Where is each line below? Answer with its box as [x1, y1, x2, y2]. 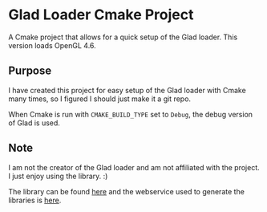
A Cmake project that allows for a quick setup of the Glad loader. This [8, 32, 238, 42]
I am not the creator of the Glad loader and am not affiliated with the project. [8, 162, 261, 172]
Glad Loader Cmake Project [8, 6, 194, 24]
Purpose [8, 64, 52, 78]
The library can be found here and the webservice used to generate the [8, 186, 245, 196]
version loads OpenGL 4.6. [8, 40, 96, 50]
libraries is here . [8, 195, 62, 205]
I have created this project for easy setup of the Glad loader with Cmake [8, 85, 246, 95]
